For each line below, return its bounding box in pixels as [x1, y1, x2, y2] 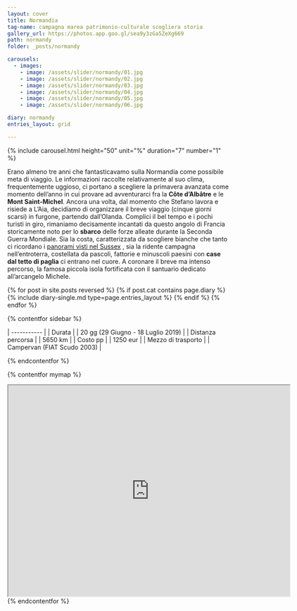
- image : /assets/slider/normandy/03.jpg [20, 82, 143, 89]
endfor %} [7, 301, 37, 309]
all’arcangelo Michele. [7, 272, 71, 280]
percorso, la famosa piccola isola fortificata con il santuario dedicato [7, 265, 206, 273]
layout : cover [7, 10, 49, 18]
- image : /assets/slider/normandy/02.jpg [20, 75, 143, 82]
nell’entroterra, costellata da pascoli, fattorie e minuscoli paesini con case [7, 249, 221, 258]
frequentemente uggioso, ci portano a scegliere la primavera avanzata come [7, 182, 229, 191]
